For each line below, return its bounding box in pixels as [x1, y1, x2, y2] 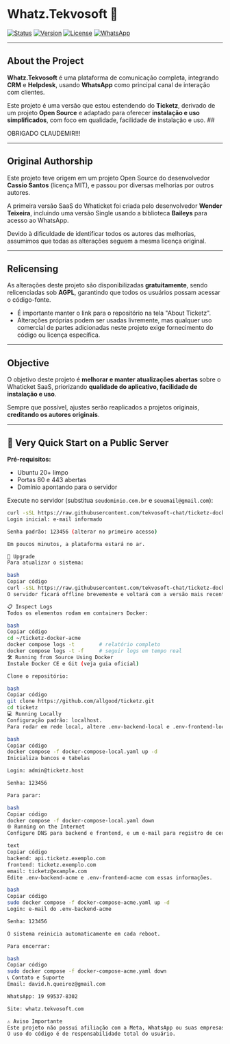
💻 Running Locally [7, 711, 62, 717]
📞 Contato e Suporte [7, 974, 65, 982]
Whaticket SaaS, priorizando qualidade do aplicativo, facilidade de [7, 383, 198, 391]
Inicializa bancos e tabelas [7, 755, 90, 762]
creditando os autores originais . [7, 411, 100, 419]
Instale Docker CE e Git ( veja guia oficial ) [7, 660, 139, 667]
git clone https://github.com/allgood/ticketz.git [7, 698, 155, 705]
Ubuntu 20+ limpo [16, 468, 68, 476]
